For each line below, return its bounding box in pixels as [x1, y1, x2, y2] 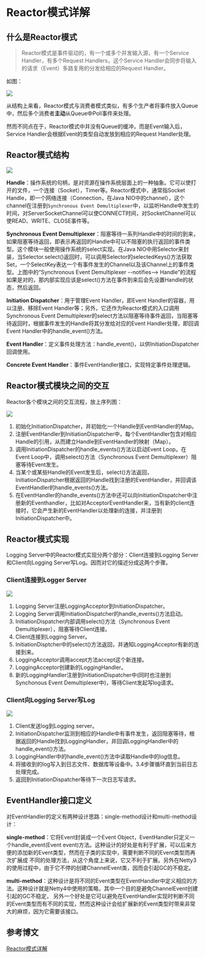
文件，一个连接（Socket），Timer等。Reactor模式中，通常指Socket [17, 186, 185, 193]
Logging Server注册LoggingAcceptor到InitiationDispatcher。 [15, 602, 168, 610]
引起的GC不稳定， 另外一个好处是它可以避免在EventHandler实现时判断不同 [6, 892, 195, 900]
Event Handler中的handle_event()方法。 [6, 327, 106, 334]
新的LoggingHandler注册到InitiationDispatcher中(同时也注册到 [15, 671, 171, 678]
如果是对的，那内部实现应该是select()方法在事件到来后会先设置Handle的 [6, 276, 188, 283]
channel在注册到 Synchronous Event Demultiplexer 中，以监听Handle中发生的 [6, 201, 199, 209]
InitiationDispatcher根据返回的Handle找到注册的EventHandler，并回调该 [15, 476, 197, 484]
